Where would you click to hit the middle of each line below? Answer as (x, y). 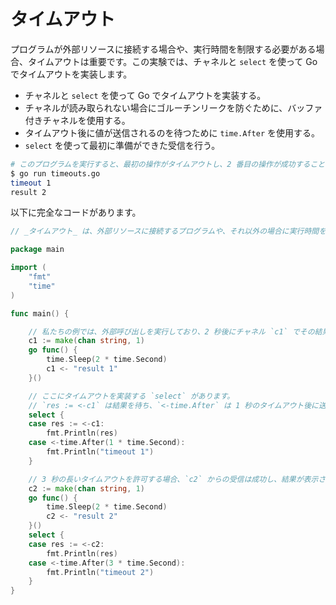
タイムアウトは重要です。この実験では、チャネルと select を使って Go (172, 61)
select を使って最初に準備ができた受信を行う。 (122, 145)
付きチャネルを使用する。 (77, 120)
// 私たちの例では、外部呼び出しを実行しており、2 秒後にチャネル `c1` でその (171, 331)
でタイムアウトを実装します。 (71, 74)
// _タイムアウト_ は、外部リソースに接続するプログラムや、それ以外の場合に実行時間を (168, 231)
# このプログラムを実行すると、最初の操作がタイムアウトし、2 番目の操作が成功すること (168, 164)
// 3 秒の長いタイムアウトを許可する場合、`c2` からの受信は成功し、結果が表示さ (177, 479)
